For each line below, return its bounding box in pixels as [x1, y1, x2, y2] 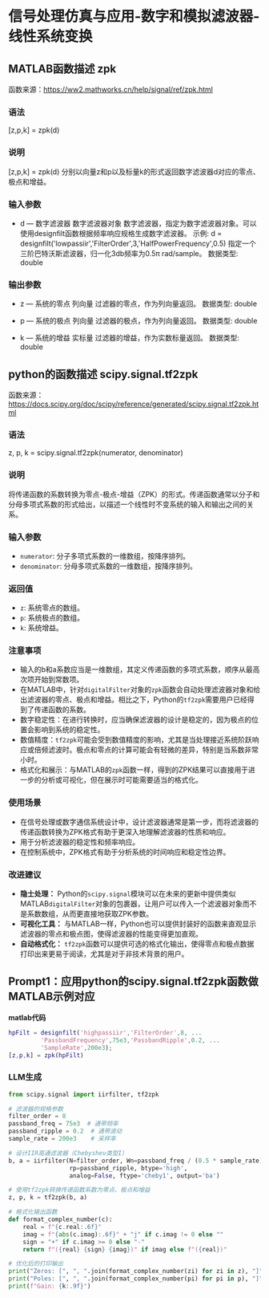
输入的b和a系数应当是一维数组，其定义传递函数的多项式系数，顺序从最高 [19, 665, 260, 674]
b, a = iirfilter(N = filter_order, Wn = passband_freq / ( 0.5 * [8, 1157, 217, 1165]
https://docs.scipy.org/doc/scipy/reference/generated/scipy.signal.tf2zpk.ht [8, 399, 259, 409]
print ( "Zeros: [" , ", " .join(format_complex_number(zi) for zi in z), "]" [8, 1267, 263, 1276]
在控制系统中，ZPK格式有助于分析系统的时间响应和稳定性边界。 [19, 847, 231, 857]
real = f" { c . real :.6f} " [22, 1223, 102, 1231]
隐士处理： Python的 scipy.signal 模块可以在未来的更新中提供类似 [19, 889, 236, 899]
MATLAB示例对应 [8, 990, 95, 1003]
